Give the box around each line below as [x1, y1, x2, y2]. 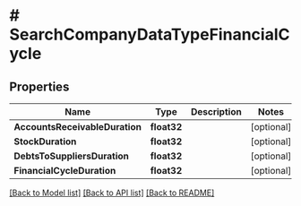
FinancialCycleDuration [13, 165, 116, 176]
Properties [9, 79, 70, 94]
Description [191, 106, 242, 117]
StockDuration [13, 135, 77, 148]
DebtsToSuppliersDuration [13, 150, 130, 162]
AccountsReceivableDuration [13, 121, 142, 133]
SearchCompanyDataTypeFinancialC [9, 24, 290, 45]
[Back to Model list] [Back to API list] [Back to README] [9, 187, 215, 198]
